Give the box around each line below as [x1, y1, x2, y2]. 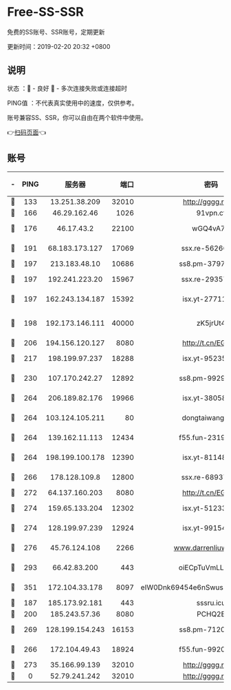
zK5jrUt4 [196, 318, 226, 328]
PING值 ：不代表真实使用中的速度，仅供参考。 [7, 98, 138, 107]
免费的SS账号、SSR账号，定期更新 [7, 28, 105, 36]
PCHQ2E [197, 609, 225, 618]
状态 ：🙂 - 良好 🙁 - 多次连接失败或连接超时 [7, 84, 127, 92]
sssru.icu [196, 598, 226, 607]
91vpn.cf [196, 208, 226, 218]
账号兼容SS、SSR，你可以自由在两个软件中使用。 [7, 113, 147, 121]
